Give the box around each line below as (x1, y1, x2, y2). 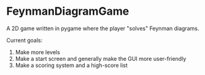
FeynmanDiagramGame (6, 4, 130, 18)
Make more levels (15, 48, 60, 56)
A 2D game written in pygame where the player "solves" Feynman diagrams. (6, 25, 199, 32)
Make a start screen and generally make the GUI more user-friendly (15, 55, 187, 62)
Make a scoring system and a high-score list (15, 61, 128, 69)
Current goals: (6, 36, 43, 44)
